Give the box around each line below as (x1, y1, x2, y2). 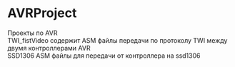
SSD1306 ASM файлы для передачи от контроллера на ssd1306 (7, 51, 201, 60)
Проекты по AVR (7, 29, 58, 37)
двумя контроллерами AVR (7, 43, 91, 52)
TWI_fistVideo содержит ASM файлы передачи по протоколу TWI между (7, 36, 228, 44)
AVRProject (7, 5, 77, 21)
